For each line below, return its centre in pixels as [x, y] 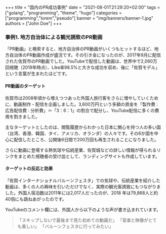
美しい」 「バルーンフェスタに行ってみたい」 [67, 226]
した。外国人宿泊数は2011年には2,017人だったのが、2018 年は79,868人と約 [82, 193]
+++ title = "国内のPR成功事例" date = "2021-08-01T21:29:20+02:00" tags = [83, 7]
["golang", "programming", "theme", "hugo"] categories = [63, 13]
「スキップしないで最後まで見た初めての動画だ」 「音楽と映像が [83, 220]
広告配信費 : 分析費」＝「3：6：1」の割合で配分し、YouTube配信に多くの [80, 110]
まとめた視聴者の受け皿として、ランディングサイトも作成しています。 [89, 156]
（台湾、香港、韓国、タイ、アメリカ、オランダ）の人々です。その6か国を [80, 133]
